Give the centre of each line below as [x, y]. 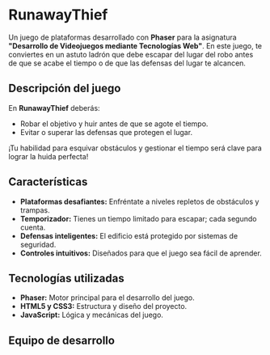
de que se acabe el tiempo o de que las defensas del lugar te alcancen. [127, 63]
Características [48, 182]
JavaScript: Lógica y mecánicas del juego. [92, 315]
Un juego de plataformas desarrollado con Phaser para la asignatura [122, 37]
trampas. [35, 210]
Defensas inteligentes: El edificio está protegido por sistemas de [129, 235]
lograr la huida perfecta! [49, 156]
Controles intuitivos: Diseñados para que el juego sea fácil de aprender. [141, 253]
